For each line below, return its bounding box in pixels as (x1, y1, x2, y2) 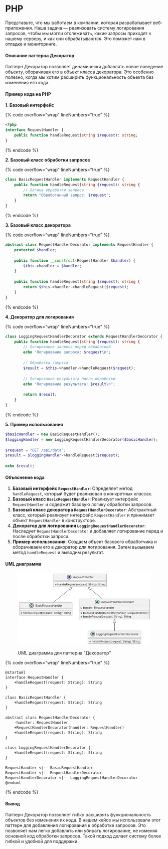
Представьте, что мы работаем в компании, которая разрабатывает (5, 20, 152, 26)
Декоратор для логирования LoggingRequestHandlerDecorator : (12, 523, 146, 529)
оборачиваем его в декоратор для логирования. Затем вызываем (12, 544, 154, 550)
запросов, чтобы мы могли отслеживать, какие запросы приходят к (5, 30, 151, 36)
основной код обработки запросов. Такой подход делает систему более (5, 833, 161, 839)
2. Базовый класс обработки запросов (5, 156, 90, 163)
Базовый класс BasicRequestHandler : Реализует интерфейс (12, 496, 139, 502)
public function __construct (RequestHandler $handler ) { (14, 258, 136, 263)
